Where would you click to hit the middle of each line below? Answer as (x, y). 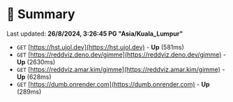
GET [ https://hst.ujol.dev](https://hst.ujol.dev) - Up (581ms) (100, 47)
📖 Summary (41, 14)
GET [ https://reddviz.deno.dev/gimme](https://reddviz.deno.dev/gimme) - (121, 54)
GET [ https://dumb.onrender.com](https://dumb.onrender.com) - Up (113, 84)
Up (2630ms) (36, 61)
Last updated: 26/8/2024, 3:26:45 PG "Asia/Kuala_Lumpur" (95, 34)
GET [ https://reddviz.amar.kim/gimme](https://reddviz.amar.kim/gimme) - (121, 69)
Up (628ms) (34, 77)
